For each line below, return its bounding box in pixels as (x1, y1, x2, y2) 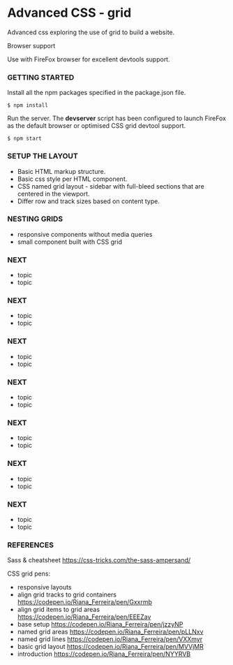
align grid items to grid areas (17, 606, 100, 614)
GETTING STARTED (7, 72, 75, 82)
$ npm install (7, 102, 49, 109)
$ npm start (7, 135, 42, 142)
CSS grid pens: (7, 569, 51, 578)
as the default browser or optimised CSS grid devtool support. (7, 122, 186, 130)
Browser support (7, 41, 56, 50)
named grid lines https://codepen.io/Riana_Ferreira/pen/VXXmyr (17, 635, 203, 643)
